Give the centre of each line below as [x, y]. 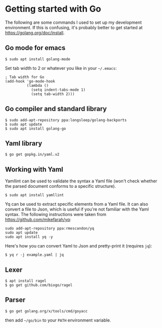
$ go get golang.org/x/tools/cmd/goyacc [47, 311]
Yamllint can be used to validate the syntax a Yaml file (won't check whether [81, 181]
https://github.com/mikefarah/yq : [38, 220]
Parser [15, 300]
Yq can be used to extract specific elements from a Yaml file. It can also [77, 204]
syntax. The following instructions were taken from [56, 214]
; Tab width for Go [25, 77]
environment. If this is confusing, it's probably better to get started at [74, 27]
